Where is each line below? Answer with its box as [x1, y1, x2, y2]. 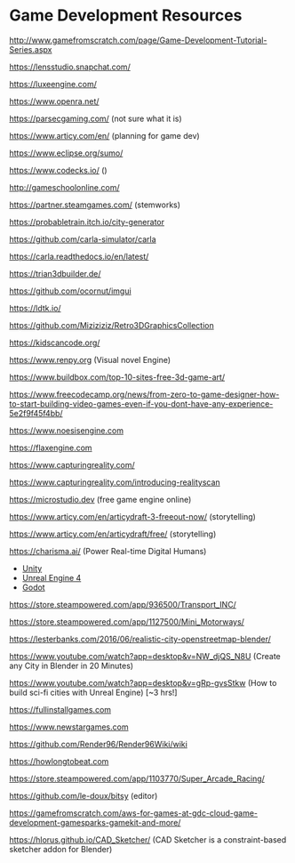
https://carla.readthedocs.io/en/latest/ [9, 251, 149, 262]
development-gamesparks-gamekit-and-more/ [9, 817, 181, 827]
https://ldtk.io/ [9, 302, 61, 313]
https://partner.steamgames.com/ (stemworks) [9, 199, 180, 210]
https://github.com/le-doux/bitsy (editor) [9, 790, 158, 801]
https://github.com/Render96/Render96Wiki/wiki [9, 738, 188, 749]
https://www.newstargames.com [9, 722, 129, 732]
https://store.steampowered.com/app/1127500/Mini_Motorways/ [9, 616, 244, 627]
